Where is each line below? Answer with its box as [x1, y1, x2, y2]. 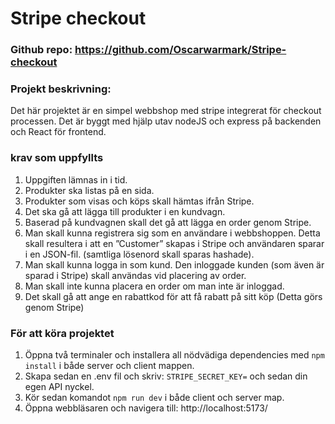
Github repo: [10, 43, 73, 57]
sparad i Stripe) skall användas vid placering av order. [24, 269, 247, 281]
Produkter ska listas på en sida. [24, 184, 155, 196]
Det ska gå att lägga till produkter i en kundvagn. [24, 205, 226, 217]
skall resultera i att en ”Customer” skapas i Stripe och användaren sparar [24, 237, 325, 249]
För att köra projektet [10, 326, 115, 340]
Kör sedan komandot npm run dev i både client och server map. [24, 392, 285, 403]
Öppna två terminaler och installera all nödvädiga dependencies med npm [24, 349, 325, 361]
